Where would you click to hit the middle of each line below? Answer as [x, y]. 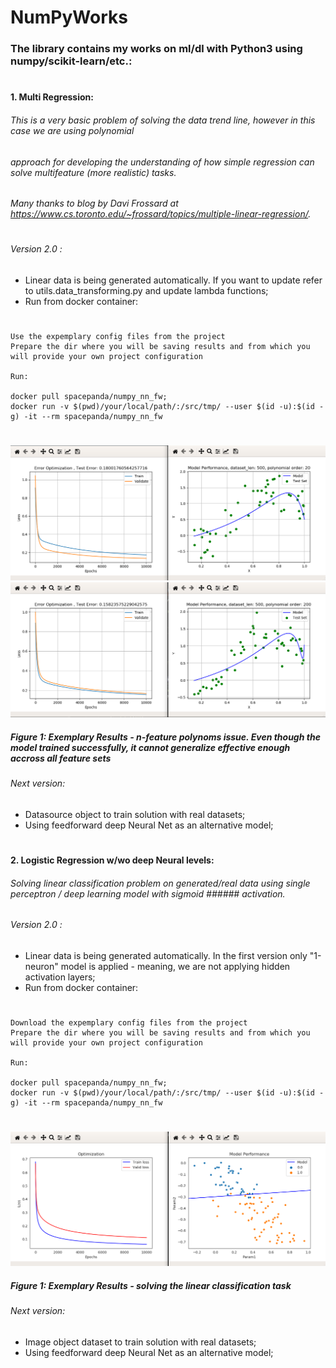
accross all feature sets [61, 758]
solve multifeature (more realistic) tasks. [93, 172]
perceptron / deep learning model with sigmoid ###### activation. [148, 893]
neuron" [41, 966]
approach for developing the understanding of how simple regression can [162, 162]
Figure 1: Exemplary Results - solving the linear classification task [151, 1286]
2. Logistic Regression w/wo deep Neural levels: [112, 860]
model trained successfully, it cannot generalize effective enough [150, 747]
